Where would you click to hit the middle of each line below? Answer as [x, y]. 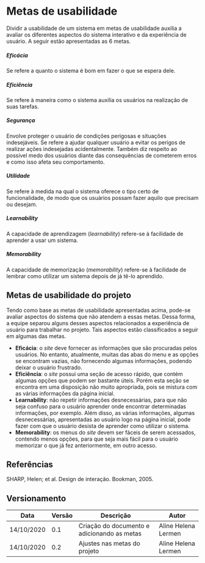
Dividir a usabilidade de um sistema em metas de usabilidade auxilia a [94, 28]
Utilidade [18, 176]
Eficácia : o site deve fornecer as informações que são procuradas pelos [106, 348]
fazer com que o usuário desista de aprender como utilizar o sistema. [103, 425]
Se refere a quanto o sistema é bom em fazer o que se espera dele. [91, 70]
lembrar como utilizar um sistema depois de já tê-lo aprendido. [85, 276]
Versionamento [36, 499]
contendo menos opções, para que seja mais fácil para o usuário [97, 439]
